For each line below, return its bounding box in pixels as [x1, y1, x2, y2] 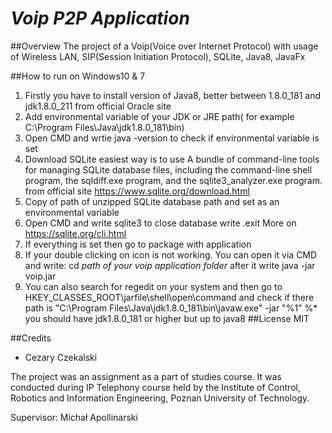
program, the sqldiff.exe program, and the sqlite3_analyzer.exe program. [24, 174, 323, 186]
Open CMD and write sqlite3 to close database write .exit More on [24, 217, 297, 229]
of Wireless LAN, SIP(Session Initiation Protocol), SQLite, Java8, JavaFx [10, 50, 306, 62]
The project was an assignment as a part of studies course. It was [10, 370, 282, 382]
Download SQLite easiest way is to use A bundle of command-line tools [24, 153, 320, 165]
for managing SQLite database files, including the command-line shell [24, 163, 313, 176]
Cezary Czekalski [24, 351, 98, 363]
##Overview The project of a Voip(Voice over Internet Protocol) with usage [10, 40, 319, 52]
